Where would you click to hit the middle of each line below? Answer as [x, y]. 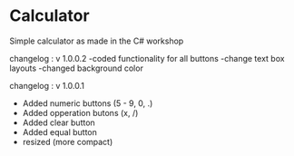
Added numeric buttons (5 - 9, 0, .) [88, 103]
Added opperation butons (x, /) [80, 112]
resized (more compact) [68, 141]
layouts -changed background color [76, 68]
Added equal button [60, 132]
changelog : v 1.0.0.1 [47, 85]
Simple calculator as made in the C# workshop [97, 41]
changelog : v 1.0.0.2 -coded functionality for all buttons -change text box [147, 58]
